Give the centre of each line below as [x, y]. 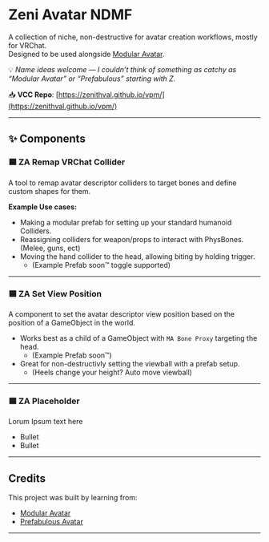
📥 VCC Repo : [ [34, 95]
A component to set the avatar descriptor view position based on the [121, 313]
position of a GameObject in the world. [72, 322]
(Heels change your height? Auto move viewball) [112, 372]
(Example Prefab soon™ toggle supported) [101, 265]
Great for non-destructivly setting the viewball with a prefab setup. [130, 363]
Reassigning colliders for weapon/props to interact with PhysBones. [132, 239]
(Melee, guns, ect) [50, 248]
